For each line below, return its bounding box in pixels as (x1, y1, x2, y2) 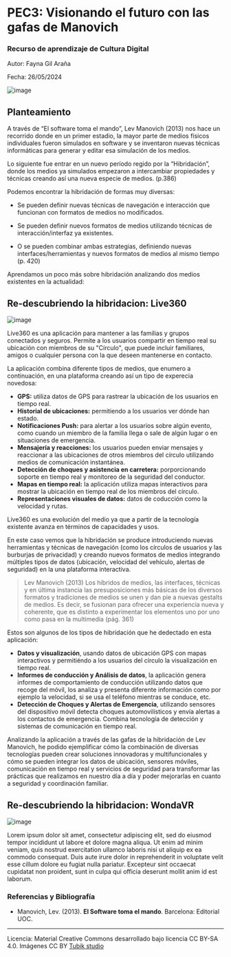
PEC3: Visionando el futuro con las (7, 5, 210, 21)
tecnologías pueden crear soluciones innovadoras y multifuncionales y (7, 750, 208, 758)
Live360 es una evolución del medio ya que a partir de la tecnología (7, 515, 199, 524)
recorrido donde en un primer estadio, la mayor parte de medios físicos (7, 132, 210, 140)
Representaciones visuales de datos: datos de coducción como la (16, 495, 208, 503)
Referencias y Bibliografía (7, 892, 96, 901)
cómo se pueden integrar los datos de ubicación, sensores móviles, (7, 757, 199, 766)
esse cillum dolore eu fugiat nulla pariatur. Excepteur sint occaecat (7, 860, 196, 868)
